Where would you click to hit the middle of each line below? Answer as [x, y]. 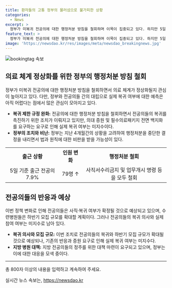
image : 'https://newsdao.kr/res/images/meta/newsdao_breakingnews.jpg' [83, 44]
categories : [18, 15]
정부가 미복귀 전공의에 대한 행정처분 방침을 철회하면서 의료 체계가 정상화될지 [81, 90]
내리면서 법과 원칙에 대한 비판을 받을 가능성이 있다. [73, 139]
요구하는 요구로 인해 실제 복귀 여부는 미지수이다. [66, 126]
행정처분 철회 [124, 156]
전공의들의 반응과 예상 [38, 197]
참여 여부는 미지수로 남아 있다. [35, 223]
